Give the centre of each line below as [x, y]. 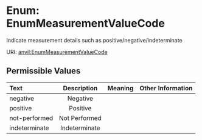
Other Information [166, 88]
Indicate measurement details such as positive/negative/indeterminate [94, 40]
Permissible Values [44, 71]
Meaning [120, 88]
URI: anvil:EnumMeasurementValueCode [57, 52]
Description [80, 88]
